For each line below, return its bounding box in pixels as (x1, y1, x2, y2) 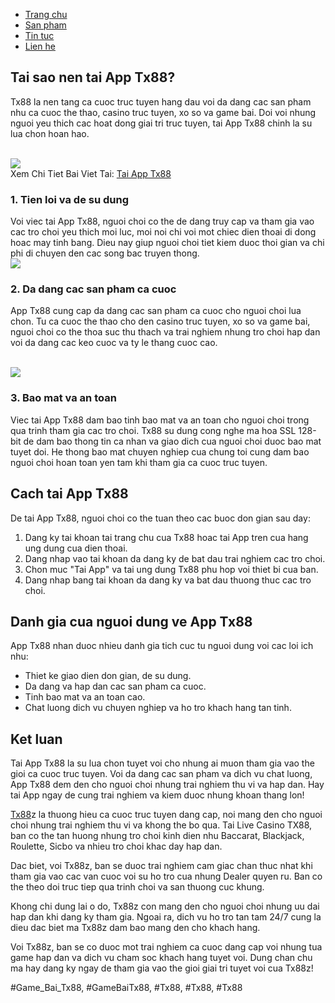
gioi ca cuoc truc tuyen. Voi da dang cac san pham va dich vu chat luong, (10, 768, 313, 780)
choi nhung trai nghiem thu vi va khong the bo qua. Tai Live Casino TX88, (10, 819, 313, 831)
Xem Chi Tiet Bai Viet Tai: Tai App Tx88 (10, 167, 172, 179)
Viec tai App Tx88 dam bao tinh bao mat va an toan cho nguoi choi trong (10, 414, 310, 426)
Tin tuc (24, 30, 55, 41)
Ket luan (10, 730, 63, 748)
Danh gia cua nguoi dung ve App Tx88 (10, 613, 253, 630)
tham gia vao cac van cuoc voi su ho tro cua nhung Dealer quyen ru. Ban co (10, 870, 323, 883)
